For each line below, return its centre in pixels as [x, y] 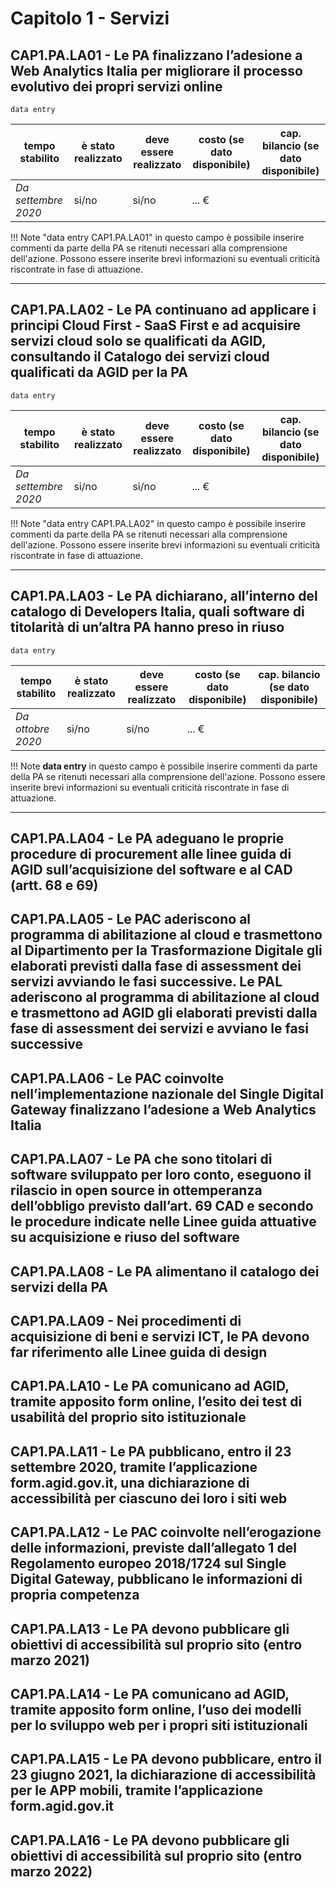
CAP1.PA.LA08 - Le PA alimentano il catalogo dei [165, 1271]
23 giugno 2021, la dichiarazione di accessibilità [163, 1775]
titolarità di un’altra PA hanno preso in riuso [147, 627]
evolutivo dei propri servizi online [116, 86]
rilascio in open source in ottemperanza [136, 1190]
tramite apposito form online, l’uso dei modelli [156, 1709]
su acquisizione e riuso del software [125, 1237]
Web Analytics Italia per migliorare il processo [156, 70]
